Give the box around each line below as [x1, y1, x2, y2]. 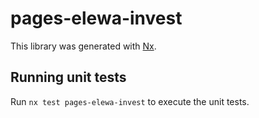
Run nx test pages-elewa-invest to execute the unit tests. [10, 95, 250, 107]
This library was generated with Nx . [10, 40, 157, 52]
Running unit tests [10, 69, 127, 86]
